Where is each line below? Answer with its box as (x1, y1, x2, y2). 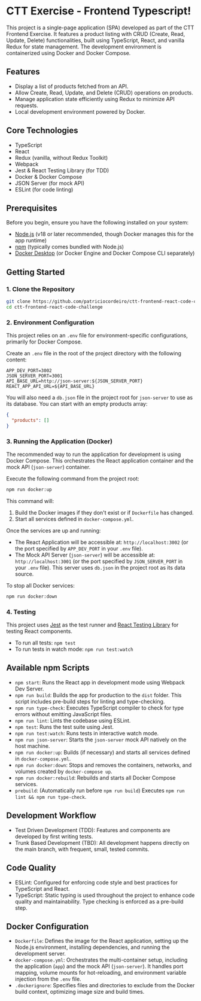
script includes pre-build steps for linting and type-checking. (14, 698, 165, 705)
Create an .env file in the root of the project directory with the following (6, 350, 181, 357)
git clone (6, 299, 31, 305)
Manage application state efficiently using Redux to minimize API (14, 95, 175, 102)
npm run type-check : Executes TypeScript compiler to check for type (14, 704, 184, 711)
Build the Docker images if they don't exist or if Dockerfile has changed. (14, 509, 194, 516)
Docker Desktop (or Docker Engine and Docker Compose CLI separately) (14, 250, 195, 257)
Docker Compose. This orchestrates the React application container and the (6, 457, 194, 464)
